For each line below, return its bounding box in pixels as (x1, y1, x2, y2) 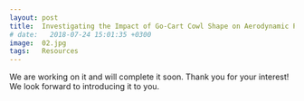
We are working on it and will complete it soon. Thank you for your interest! (9, 71, 290, 82)
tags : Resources (9, 47, 79, 56)
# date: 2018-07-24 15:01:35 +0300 (9, 30, 152, 39)
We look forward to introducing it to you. (9, 81, 160, 92)
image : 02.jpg (9, 38, 67, 48)
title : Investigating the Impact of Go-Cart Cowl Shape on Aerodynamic (9, 22, 290, 31)
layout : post (9, 13, 59, 23)
